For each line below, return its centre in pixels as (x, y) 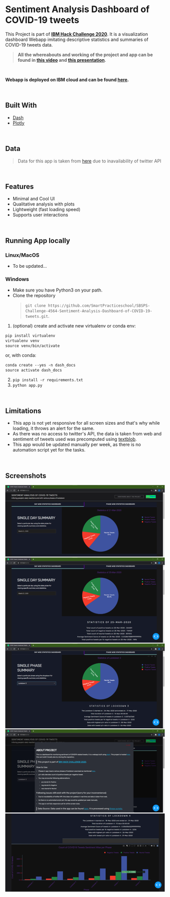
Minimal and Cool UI (34, 199)
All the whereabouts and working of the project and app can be (85, 55)
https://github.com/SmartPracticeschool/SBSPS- (99, 306)
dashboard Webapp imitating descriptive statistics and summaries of (77, 39)
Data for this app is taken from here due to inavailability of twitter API (90, 161)
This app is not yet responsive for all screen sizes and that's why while (86, 423)
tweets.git (37, 317)
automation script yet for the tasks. (49, 450)
